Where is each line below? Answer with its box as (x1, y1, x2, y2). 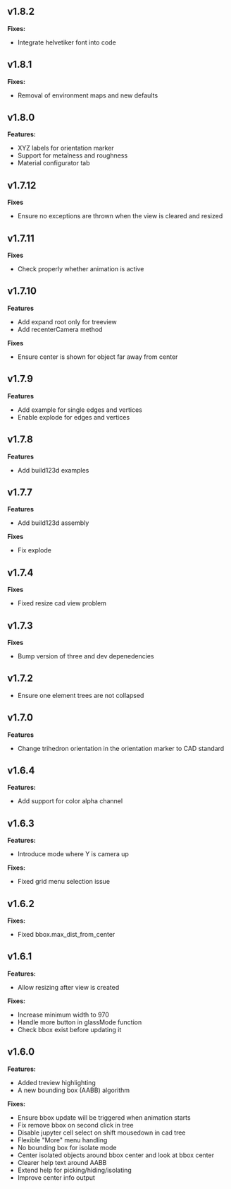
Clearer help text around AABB (17, 1158, 107, 1166)
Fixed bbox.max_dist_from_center (17, 930, 115, 938)
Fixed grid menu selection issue (17, 877, 111, 886)
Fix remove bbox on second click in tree (17, 1120, 134, 1129)
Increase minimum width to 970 (17, 1010, 109, 1019)
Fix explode (17, 546, 51, 555)
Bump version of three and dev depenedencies (17, 651, 154, 660)
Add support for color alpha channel (17, 797, 123, 805)
